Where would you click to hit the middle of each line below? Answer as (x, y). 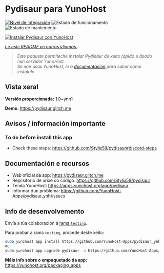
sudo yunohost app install (32, 242)
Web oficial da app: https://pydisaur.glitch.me (58, 175)
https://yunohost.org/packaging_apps (43, 265)
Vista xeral (22, 87)
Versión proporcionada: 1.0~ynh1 (39, 99)
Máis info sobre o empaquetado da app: (46, 260)
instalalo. (26, 71)
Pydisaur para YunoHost (56, 9)
